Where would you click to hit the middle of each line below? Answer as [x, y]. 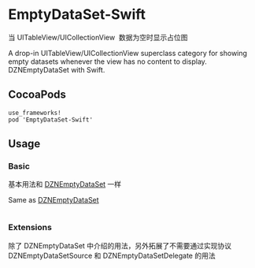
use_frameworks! [35, 113]
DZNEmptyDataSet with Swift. [57, 69]
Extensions [30, 228]
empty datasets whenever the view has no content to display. [107, 61]
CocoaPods [37, 95]
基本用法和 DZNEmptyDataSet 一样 [65, 184]
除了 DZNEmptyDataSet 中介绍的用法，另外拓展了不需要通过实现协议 [120, 245]
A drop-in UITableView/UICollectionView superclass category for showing [128, 53]
